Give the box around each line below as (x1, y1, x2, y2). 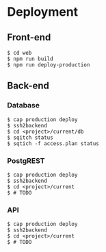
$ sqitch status (7, 134, 53, 141)
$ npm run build (7, 55, 53, 62)
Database (7, 101, 40, 110)
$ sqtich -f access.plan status (7, 140, 99, 147)
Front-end (7, 32, 51, 43)
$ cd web (7, 49, 32, 56)
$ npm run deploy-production (7, 62, 90, 68)
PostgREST (7, 155, 46, 165)
